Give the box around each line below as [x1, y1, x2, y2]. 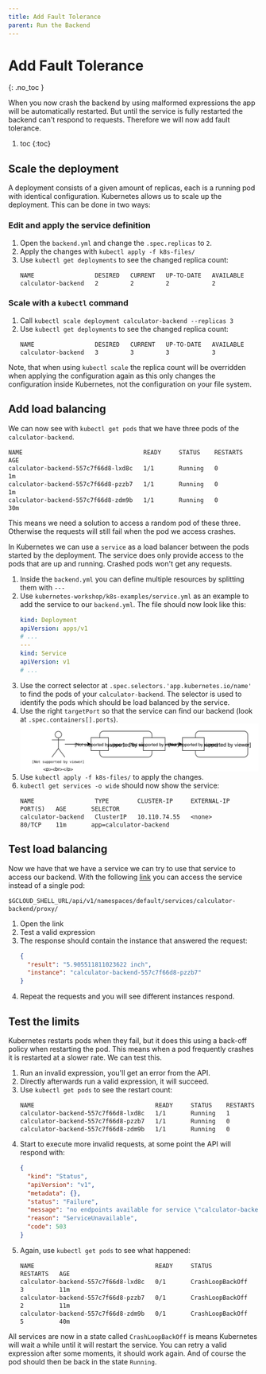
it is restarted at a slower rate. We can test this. [8, 1053, 163, 1062]
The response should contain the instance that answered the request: [19, 936, 248, 945]
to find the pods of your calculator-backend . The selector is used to [19, 689, 242, 699]
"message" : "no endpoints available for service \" [27, 1206, 202, 1214]
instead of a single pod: [8, 880, 86, 890]
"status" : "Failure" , [27, 1197, 99, 1205]
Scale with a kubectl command [8, 298, 129, 309]
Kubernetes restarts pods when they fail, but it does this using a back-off [8, 1036, 248, 1045]
